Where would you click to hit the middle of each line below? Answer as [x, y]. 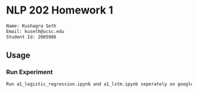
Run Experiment [29, 72]
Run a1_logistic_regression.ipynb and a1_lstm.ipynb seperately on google [100, 84]
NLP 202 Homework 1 [60, 10]
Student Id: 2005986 [32, 37]
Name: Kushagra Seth [32, 26]
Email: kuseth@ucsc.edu [35, 31]
